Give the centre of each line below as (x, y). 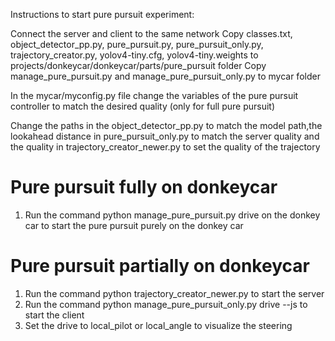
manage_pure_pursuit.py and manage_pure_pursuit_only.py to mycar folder (165, 76)
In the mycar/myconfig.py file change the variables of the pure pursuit (154, 95)
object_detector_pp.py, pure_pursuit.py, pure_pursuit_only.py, (137, 44)
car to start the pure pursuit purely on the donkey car (134, 225)
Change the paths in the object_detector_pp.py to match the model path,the (166, 125)
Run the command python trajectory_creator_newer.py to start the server (174, 293)
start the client (54, 315)
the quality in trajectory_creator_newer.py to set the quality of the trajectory (165, 147)
